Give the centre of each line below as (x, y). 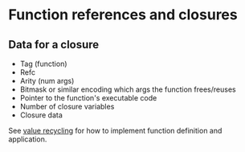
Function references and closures (123, 15)
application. (28, 139)
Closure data (41, 115)
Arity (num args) (47, 81)
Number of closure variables (67, 107)
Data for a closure (54, 45)
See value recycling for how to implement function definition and (115, 131)
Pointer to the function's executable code (88, 98)
